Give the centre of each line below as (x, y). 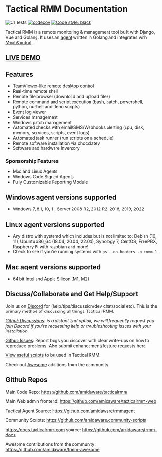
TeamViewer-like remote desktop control (53, 86)
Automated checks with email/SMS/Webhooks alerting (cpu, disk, (78, 127)
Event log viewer (29, 112)
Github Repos (27, 380)
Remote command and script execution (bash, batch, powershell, (78, 102)
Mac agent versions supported (53, 267)
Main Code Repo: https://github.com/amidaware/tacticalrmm (66, 392)
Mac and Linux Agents (35, 171)
